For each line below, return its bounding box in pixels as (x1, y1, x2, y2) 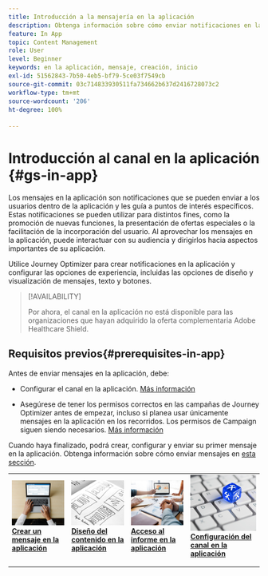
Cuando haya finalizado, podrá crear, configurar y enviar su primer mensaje (8, 440, 258, 450)
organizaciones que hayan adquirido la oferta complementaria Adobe (27, 316, 257, 325)
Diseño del (71, 526, 108, 536)
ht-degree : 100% (8, 105, 62, 113)
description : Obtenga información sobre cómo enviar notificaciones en (8, 21, 251, 30)
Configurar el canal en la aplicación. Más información (19, 383, 195, 393)
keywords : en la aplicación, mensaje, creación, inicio (8, 64, 198, 72)
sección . (8, 457, 37, 467)
